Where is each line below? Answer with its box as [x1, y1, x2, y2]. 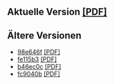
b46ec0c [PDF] [17, 63, 61, 71]
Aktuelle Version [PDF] [7, 6, 107, 18]
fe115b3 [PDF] [17, 55, 57, 63]
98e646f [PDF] [17, 48, 61, 56]
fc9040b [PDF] [17, 70, 60, 78]
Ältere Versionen [7, 30, 82, 41]
